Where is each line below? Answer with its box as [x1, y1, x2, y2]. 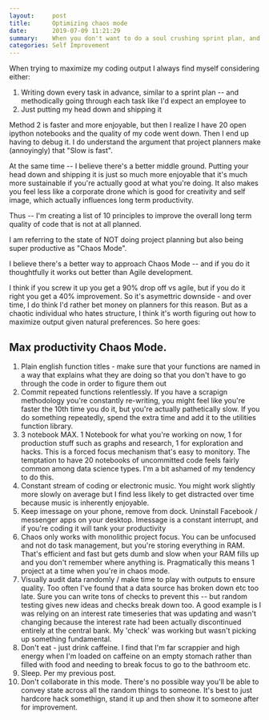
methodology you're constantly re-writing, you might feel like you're [20, 395, 246, 405]
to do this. [20, 472, 54, 482]
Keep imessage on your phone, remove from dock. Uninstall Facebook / [20, 506, 259, 516]
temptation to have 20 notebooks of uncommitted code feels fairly [20, 455, 239, 465]
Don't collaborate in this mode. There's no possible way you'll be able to [20, 677, 259, 686]
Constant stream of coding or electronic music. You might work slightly [20, 480, 255, 490]
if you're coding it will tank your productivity [20, 523, 167, 533]
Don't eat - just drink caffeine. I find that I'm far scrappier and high [20, 642, 240, 652]
